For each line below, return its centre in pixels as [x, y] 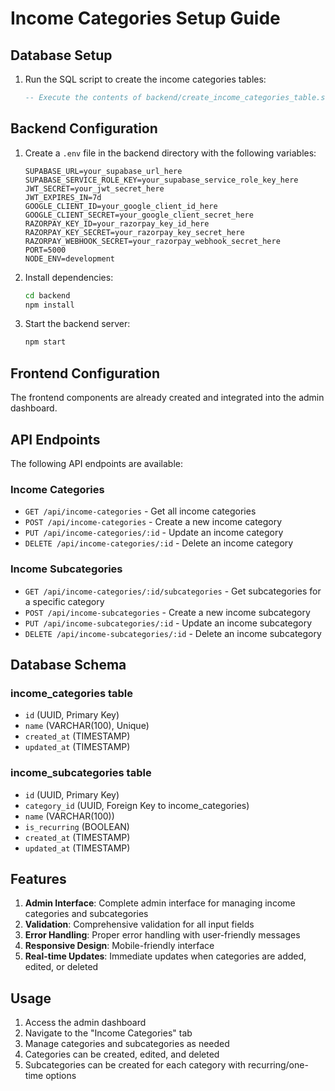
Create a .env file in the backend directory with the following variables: [170, 153]
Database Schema [68, 664]
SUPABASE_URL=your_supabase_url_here [103, 171]
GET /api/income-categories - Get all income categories [140, 511]
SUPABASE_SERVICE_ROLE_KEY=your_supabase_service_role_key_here [161, 180]
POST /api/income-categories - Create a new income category [153, 522]
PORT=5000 [45, 250]
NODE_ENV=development [69, 258]
